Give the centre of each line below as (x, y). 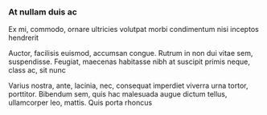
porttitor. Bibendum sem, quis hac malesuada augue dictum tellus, (118, 94)
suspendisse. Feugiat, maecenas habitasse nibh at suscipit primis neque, (129, 61)
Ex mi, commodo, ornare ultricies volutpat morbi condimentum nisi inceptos (133, 30)
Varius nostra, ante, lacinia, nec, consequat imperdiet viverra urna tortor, (128, 85)
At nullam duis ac (43, 12)
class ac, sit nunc (37, 70)
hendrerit (23, 38)
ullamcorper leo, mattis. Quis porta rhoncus (80, 103)
